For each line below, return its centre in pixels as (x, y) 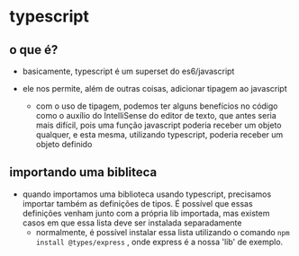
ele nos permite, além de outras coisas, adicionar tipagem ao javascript (154, 88)
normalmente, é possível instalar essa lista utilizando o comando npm (163, 232)
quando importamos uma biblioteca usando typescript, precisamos (147, 194)
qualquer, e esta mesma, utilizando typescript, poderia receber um (159, 135)
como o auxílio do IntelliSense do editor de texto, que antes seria (156, 115)
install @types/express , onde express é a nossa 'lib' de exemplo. (159, 242)
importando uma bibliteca (83, 172)
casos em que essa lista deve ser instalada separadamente (132, 223)
